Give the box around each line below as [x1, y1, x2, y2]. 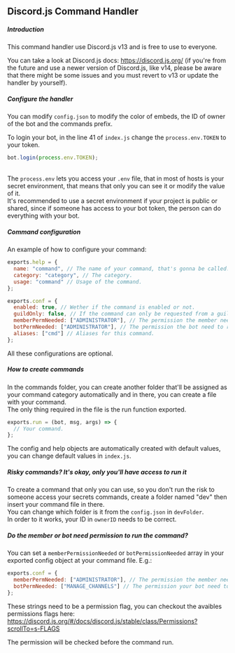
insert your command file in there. [7, 500, 105, 509]
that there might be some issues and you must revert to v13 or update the [7, 71, 219, 80]
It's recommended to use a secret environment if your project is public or [7, 197, 218, 205]
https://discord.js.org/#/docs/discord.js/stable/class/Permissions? [7, 617, 198, 625]
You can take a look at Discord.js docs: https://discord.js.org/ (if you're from [7, 56, 227, 65]
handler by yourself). [7, 78, 68, 87]
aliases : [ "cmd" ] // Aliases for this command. [13, 330, 155, 337]
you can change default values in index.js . [7, 451, 131, 461]
